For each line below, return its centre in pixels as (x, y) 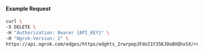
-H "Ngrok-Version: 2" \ (37, 38)
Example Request (28, 9)
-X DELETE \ (21, 27)
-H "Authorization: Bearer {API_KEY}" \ (58, 33)
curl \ (14, 21)
